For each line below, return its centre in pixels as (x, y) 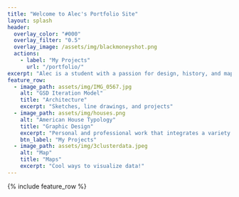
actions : (27, 54)
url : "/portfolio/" (55, 67)
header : (19, 27)
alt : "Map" (36, 153)
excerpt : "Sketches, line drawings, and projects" (97, 107)
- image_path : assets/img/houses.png (70, 113)
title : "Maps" (41, 160)
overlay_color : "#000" (47, 34)
